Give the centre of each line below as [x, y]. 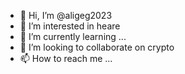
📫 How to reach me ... [66, 58]
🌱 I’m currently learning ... [73, 36]
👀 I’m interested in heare [70, 26]
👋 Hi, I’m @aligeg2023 [66, 15]
